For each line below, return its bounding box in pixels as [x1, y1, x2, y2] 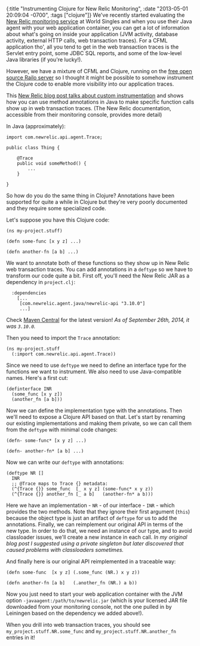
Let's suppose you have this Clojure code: [6, 216, 110, 224]
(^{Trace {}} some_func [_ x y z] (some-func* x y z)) [11, 486, 153, 492]
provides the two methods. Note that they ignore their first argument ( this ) [6, 508, 190, 515]
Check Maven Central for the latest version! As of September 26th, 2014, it [6, 316, 190, 323]
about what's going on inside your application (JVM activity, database [6, 31, 178, 38]
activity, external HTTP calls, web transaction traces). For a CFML [6, 37, 168, 44]
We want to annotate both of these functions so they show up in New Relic [6, 259, 190, 266]
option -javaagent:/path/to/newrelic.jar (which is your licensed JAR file [6, 597, 187, 604]
